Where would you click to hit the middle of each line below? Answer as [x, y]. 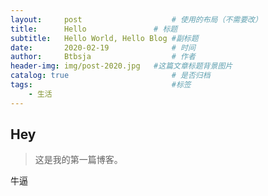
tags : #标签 [101, 85]
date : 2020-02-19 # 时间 [103, 47]
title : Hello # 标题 [94, 29]
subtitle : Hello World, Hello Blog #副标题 [104, 38]
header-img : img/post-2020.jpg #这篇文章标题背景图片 [121, 66]
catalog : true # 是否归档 [110, 76]
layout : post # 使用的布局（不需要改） [136, 19]
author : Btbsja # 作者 [103, 57]
